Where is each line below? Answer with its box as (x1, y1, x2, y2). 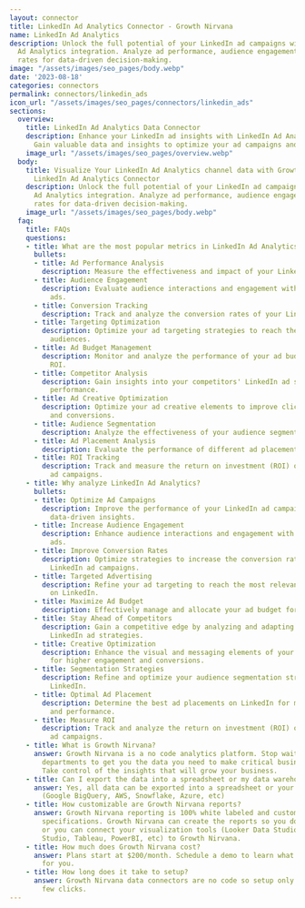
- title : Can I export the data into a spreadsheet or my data (25, 774, 271, 783)
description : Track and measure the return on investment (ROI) (42, 461, 290, 471)
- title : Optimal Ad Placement (33, 690, 152, 699)
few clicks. (42, 884, 88, 893)
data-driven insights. (49, 512, 136, 521)
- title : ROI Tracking (33, 453, 120, 462)
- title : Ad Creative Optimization (33, 394, 169, 403)
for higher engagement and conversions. (49, 656, 205, 665)
